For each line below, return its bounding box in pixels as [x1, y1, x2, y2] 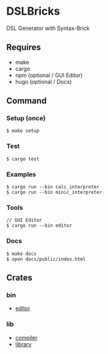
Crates [6, 273, 32, 283]
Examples [6, 170, 37, 179]
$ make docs [6, 251, 37, 257]
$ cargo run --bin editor [6, 223, 72, 229]
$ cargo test [6, 156, 40, 162]
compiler [15, 334, 38, 341]
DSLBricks [6, 4, 60, 18]
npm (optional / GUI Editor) [15, 72, 83, 79]
